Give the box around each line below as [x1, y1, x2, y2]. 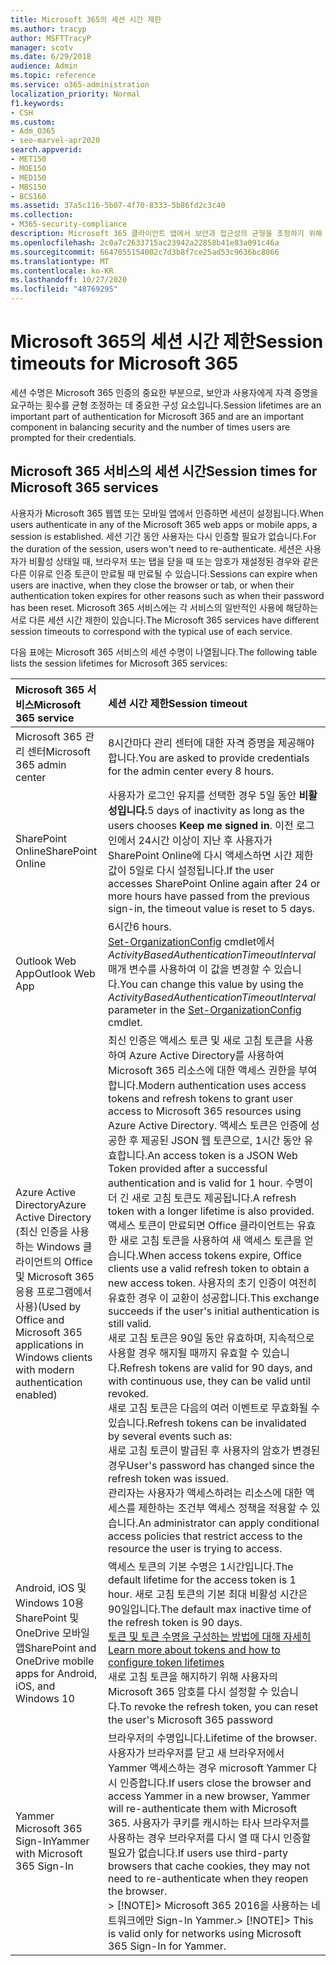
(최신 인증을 [15, 1224, 69, 1238]
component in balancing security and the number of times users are [10, 421, 291, 433]
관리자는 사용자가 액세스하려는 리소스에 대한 [107, 1486, 303, 1500]
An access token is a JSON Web [147, 1148, 298, 1162]
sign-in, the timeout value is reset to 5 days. [107, 901, 316, 915]
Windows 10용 [15, 1596, 85, 1610]
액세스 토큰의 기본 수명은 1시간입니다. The [107, 1559, 294, 1573]
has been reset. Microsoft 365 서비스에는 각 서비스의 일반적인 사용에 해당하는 [10, 601, 319, 613]
